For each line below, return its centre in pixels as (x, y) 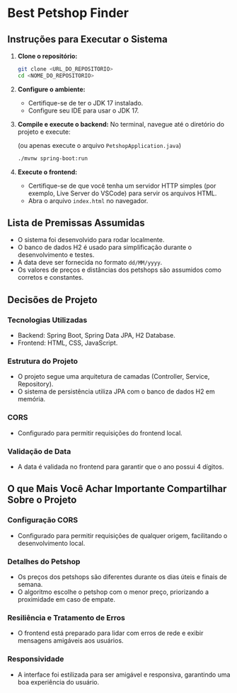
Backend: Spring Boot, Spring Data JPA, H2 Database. (96, 336)
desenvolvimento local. (51, 543)
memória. (31, 399)
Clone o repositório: (47, 56)
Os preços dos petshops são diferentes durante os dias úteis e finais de (122, 577)
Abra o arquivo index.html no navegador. (88, 200)
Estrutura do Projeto (43, 361)
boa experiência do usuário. (58, 682)
